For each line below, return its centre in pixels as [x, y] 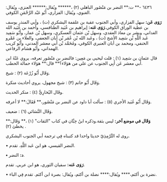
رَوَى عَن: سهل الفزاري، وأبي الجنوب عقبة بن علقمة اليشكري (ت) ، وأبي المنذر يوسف [84, 22]
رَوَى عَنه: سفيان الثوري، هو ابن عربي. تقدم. [45, 165]
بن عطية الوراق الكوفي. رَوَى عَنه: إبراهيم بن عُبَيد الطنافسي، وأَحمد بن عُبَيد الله [77, 27]
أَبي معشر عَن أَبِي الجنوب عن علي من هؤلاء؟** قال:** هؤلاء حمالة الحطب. [74, 63]
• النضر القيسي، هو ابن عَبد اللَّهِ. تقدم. [41, 145]
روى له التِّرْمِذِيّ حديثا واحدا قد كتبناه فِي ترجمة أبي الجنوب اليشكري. [68, 136]
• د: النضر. [15, 155]
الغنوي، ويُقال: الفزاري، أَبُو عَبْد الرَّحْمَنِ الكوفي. [48, 12]
